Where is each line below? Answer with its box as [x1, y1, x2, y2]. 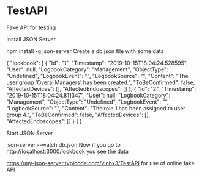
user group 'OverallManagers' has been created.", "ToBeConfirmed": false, [6, 79, 195, 86]
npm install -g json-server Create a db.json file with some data [6, 47, 164, 55]
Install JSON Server [6, 35, 56, 43]
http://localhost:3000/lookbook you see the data [6, 148, 129, 155]
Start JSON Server [6, 129, 53, 137]
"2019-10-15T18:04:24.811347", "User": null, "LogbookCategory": [6, 91, 171, 99]
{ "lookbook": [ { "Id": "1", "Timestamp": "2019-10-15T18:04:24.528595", [6, 59, 189, 66]
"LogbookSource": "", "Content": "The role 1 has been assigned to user [6, 104, 185, 112]
